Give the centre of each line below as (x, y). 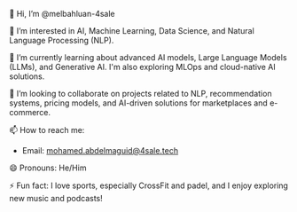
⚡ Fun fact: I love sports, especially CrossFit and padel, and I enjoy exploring (148, 185)
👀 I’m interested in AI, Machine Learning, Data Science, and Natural (132, 31)
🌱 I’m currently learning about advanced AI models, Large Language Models (148, 57)
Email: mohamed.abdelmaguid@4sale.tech (100, 150)
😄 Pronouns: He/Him (48, 168)
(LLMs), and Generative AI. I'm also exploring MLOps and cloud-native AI (143, 67)
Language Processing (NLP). (62, 40)
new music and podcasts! (56, 198)
